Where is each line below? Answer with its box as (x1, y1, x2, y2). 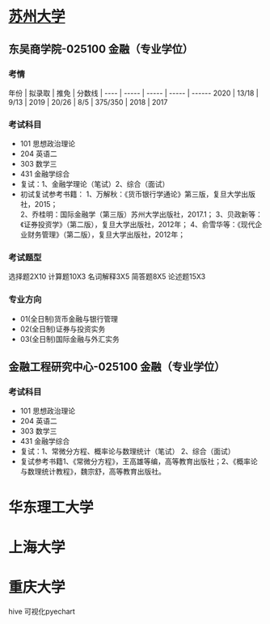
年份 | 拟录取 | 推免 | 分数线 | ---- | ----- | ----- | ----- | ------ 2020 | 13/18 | (8, 88, 259, 98)
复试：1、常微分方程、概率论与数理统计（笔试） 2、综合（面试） (19, 446, 235, 457)
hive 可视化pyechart (8, 606, 75, 616)
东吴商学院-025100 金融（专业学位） (8, 42, 194, 56)
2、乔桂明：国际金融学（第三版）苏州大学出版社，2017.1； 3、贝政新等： (19, 209, 263, 219)
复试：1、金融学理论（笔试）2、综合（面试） (19, 179, 170, 189)
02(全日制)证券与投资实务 (19, 324, 106, 334)
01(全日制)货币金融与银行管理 (19, 314, 119, 323)
